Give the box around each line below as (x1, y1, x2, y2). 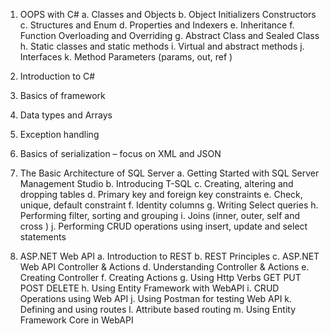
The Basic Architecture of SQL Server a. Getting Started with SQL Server (19, 167, 320, 179)
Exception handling (19, 129, 100, 140)
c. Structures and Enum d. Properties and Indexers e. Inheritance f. (19, 19, 295, 31)
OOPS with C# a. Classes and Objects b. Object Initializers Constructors (19, 9, 317, 20)
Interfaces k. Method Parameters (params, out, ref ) (19, 51, 233, 63)
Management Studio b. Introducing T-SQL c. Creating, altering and (19, 178, 294, 189)
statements (19, 231, 67, 243)
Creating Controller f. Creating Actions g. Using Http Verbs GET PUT (19, 272, 302, 283)
